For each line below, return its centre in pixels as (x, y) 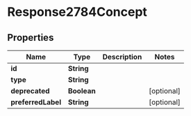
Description (122, 57)
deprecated (30, 91)
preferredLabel (36, 102)
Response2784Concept (77, 12)
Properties (31, 38)
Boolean (82, 91)
